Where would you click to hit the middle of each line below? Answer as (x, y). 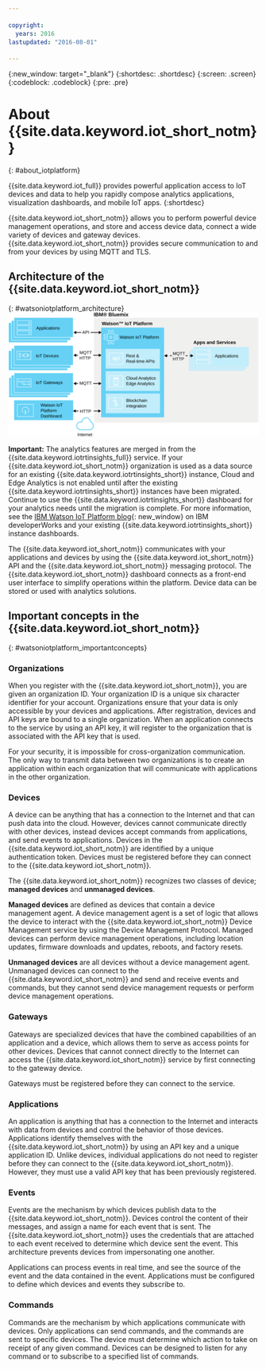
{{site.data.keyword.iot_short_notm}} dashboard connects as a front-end (127, 574)
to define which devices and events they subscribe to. (96, 1285)
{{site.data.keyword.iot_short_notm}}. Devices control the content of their (128, 1218)
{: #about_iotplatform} (44, 170)
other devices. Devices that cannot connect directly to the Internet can (124, 1051)
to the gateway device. (46, 1068)
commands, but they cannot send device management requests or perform (131, 988)
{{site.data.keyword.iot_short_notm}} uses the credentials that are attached (131, 1235)
